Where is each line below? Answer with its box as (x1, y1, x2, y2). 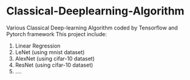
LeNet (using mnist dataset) (15, 48, 85, 55)
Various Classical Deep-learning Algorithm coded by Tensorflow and (6, 24, 178, 31)
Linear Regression (15, 42, 61, 49)
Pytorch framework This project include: (6, 30, 107, 37)
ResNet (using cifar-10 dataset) (15, 61, 93, 69)
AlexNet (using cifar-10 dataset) (15, 55, 95, 62)
